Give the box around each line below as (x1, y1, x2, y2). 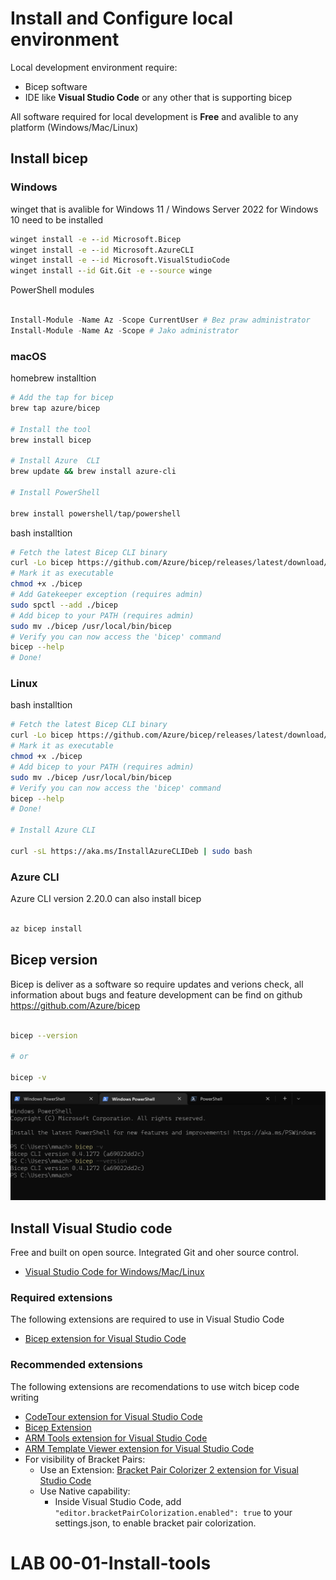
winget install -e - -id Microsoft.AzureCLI (10, 245, 195, 255)
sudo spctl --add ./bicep (10, 600, 118, 610)
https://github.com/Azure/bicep (10, 999, 141, 1011)
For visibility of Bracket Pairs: (24, 1453, 146, 1465)
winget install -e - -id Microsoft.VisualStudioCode (10, 255, 230, 266)
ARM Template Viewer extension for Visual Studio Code (24, 1442, 255, 1454)
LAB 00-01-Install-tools (10, 1552, 212, 1574)
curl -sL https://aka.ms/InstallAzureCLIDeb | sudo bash (10, 846, 253, 856)
